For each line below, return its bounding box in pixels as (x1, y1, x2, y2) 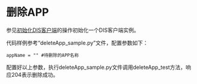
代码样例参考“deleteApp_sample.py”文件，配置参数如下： (6, 39, 148, 46)
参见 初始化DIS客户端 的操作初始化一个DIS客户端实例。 (6, 26, 139, 34)
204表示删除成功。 (11, 71, 59, 78)
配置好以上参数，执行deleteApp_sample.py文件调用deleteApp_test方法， (6, 64, 186, 71)
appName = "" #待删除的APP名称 (6, 52, 79, 58)
